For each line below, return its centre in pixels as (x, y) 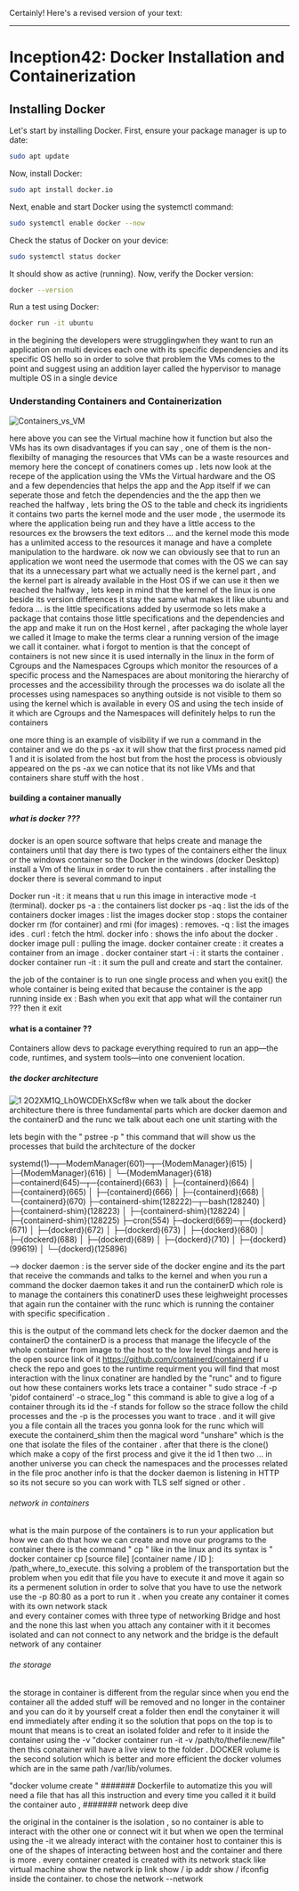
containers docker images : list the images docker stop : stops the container (148, 915)
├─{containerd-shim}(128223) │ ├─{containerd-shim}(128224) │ (128, 1211)
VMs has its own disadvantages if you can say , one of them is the (130, 447)
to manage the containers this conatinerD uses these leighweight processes (149, 1295)
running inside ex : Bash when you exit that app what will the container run (145, 999)
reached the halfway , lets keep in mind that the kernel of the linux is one (142, 590)
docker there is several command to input (85, 879)
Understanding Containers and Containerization (116, 401)
